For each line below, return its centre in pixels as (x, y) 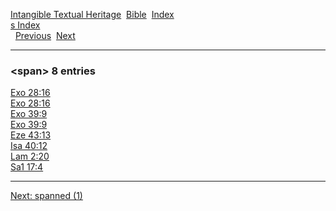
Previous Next (45, 35)
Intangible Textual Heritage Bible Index (92, 14)
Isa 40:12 (29, 146)
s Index (25, 25)
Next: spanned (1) (46, 196)
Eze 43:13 (31, 135)
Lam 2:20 (30, 156)
